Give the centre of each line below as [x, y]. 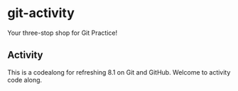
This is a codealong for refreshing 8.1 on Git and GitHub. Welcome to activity [119, 72]
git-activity [41, 13]
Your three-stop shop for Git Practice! [63, 33]
